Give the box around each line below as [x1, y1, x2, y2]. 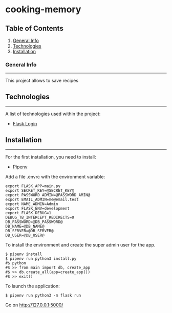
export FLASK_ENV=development [5, 206, 70, 211]
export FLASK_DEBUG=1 [5, 210, 52, 215]
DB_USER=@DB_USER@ [5, 233, 45, 238]
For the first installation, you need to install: [5, 153, 96, 160]
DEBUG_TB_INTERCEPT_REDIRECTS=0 [5, 215, 74, 220]
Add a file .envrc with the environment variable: [5, 173, 105, 180]
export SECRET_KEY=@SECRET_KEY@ [5, 188, 74, 193]
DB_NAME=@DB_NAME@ [5, 223, 45, 229]
